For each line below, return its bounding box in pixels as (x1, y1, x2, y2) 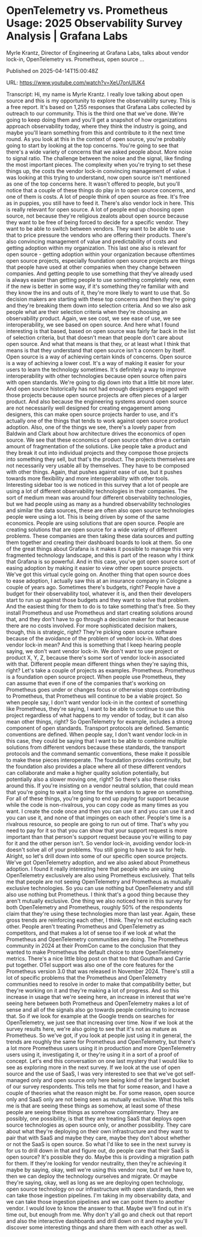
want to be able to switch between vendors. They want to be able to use (6, 225, 185, 232)
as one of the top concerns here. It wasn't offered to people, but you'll (6, 180, 180, 187)
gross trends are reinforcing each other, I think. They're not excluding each (6, 916, 192, 924)
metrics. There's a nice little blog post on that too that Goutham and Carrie (6, 954, 191, 962)
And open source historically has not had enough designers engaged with (6, 385, 189, 392)
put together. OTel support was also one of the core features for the (6, 961, 174, 968)
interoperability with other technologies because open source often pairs (6, 372, 187, 380)
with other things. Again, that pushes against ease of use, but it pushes (6, 468, 182, 475)
